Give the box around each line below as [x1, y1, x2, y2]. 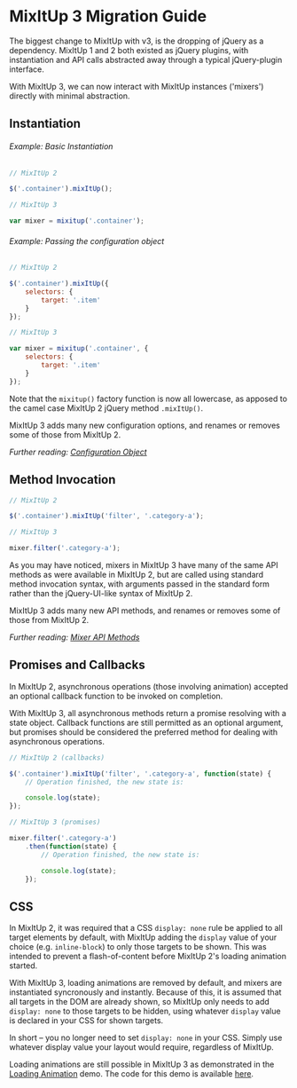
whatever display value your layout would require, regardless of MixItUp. [9, 1042, 275, 1053]
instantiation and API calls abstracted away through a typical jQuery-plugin [9, 54, 283, 65]
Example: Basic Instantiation [9, 140, 113, 152]
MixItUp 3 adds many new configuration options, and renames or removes [9, 420, 281, 430]
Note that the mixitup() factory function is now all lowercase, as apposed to [9, 393, 288, 404]
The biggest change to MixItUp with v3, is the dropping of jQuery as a [9, 35, 264, 46]
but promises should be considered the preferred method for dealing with [9, 726, 278, 737]
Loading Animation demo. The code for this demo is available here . [9, 1068, 254, 1079]
